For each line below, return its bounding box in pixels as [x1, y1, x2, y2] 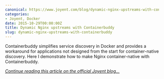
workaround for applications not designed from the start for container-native [5, 48, 159, 54]
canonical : [5, 7, 27, 12]
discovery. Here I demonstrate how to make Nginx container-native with [5, 54, 150, 59]
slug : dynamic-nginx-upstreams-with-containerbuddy [5, 30, 112, 35]
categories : [5, 12, 29, 17]
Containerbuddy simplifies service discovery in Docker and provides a [5, 43, 146, 49]
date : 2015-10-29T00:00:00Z [5, 20, 62, 26]
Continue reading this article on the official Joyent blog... [5, 68, 120, 74]
